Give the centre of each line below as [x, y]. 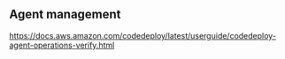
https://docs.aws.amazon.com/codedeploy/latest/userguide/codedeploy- [143, 35]
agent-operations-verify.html [62, 45]
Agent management [65, 15]
